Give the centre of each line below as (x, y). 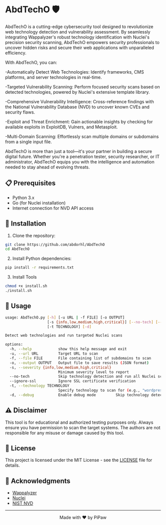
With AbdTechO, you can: (31, 62)
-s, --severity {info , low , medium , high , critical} (61, 367)
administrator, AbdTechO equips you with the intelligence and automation (80, 162)
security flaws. (20, 112)
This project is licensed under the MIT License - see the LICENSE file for (79, 460)
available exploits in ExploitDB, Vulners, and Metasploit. (62, 127)
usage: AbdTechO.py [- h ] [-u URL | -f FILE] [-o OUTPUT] (65, 317)
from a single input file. (28, 142)
